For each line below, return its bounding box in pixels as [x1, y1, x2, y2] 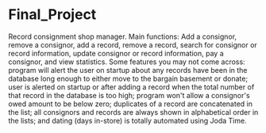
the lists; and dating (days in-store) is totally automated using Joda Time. [8, 116, 248, 125]
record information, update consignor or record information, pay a [8, 48, 224, 58]
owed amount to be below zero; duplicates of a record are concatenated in [8, 99, 253, 108]
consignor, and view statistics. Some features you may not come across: [8, 57, 245, 66]
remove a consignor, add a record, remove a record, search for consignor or [8, 40, 258, 49]
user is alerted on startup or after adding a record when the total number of [8, 82, 255, 92]
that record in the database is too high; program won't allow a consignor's [8, 90, 250, 100]
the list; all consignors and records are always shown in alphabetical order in [8, 107, 259, 116]
